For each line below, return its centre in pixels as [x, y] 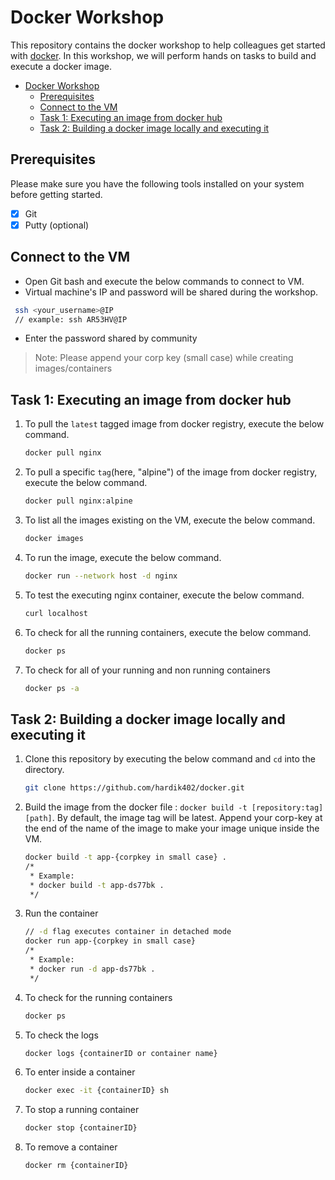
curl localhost [56, 613]
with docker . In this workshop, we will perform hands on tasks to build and [163, 55]
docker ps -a [52, 688]
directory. [44, 770]
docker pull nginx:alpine [78, 501]
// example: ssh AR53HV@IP [71, 319]
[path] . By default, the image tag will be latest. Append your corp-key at [173, 818]
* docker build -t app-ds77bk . [97, 885]
